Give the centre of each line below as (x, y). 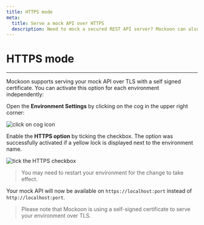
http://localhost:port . (36, 198)
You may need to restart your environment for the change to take (102, 173)
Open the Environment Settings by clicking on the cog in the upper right (97, 106)
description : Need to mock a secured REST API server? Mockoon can (99, 29)
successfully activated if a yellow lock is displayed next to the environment (100, 143)
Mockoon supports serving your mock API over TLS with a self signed (93, 81)
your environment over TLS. (56, 216)
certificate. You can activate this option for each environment (83, 88)
